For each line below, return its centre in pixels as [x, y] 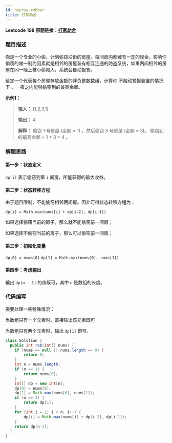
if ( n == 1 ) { [29, 369]
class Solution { [24, 340]
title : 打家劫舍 [21, 15]
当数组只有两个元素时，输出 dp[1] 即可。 [48, 331]
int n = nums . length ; [37, 364]
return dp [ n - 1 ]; [32, 427]
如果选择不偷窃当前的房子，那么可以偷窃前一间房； [59, 233]
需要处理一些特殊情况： [30, 309]
